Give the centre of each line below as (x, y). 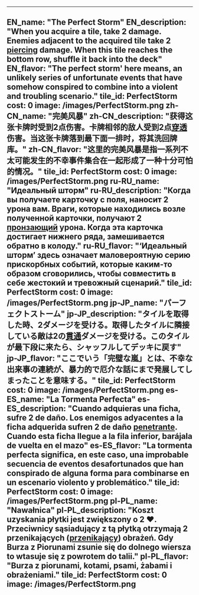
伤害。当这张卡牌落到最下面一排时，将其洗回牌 (92, 139)
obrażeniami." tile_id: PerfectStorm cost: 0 (87, 575)
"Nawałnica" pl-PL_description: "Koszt (80, 510)
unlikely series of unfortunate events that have (94, 78)
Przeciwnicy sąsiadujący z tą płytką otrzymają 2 (97, 529)
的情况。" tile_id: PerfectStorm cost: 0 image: (92, 172)
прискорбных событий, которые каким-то (89, 265)
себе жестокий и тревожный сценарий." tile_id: (99, 283)
